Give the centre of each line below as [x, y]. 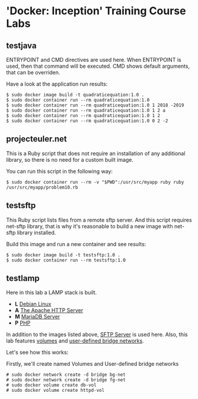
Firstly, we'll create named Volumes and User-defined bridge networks [92, 364]
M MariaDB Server [37, 317]
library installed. [36, 233]
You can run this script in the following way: [60, 171]
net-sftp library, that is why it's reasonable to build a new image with [90, 226]
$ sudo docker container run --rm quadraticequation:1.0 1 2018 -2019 [95, 105]
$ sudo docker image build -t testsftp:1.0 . [63, 255]
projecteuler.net [36, 139]
